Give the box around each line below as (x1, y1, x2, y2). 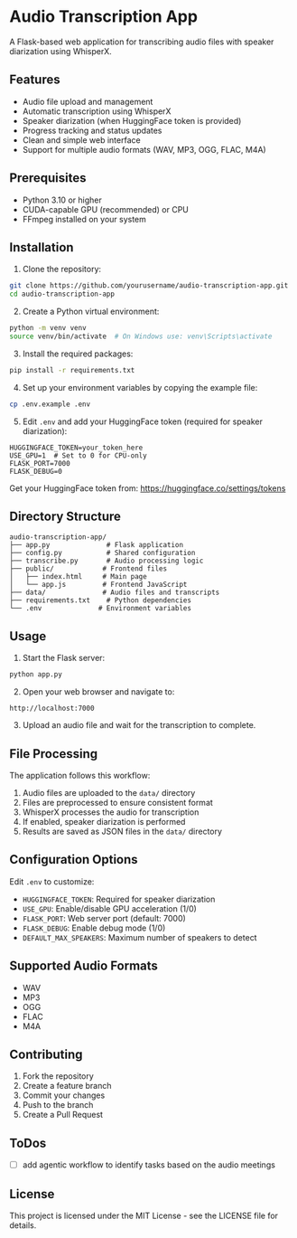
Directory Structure (9, 509, 122, 524)
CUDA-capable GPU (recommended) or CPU (22, 203, 190, 214)
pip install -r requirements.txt (9, 365, 135, 374)
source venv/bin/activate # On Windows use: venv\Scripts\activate (9, 332, 273, 341)
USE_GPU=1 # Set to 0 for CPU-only (9, 450, 147, 460)
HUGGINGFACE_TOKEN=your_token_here (9, 443, 144, 452)
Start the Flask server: (22, 653, 106, 664)
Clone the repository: (22, 264, 102, 275)
